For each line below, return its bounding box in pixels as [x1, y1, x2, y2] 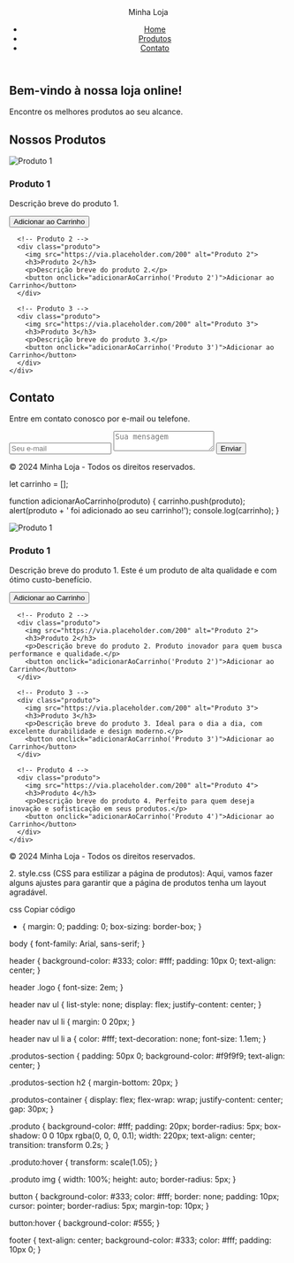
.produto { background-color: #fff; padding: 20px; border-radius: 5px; [9, 1121, 263, 1131]
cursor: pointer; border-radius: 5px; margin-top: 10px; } [9, 1200, 210, 1211]
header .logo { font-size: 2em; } [9, 982, 124, 992]
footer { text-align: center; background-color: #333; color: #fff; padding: [9, 1235, 272, 1245]
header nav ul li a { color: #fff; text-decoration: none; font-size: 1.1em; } [9, 1033, 267, 1044]
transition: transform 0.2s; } [9, 1139, 109, 1150]
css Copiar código [9, 904, 76, 914]
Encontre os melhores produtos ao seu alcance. [9, 106, 184, 117]
